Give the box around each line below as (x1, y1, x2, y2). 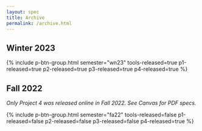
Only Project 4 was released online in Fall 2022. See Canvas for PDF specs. (6, 99, 197, 107)
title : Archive (6, 15, 45, 21)
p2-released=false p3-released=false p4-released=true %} (44, 118, 194, 125)
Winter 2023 (6, 43, 56, 53)
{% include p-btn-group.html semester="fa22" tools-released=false (6, 111, 177, 118)
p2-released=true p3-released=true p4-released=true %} (43, 65, 188, 73)
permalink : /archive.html (6, 20, 72, 26)
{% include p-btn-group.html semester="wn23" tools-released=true (6, 59, 178, 66)
